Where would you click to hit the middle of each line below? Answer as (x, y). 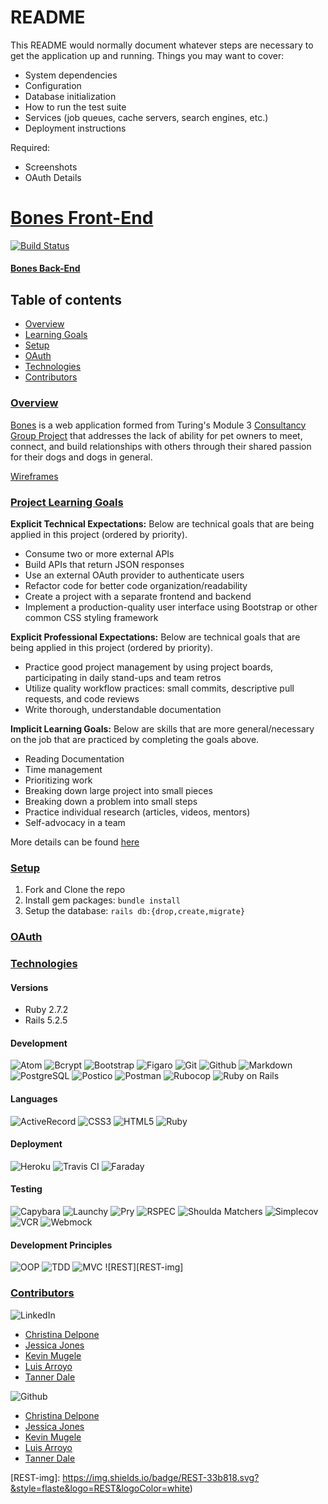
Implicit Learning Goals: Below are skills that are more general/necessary (162, 728)
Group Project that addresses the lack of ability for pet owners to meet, (156, 435)
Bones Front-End (82, 218)
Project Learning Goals (67, 502)
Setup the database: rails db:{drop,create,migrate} (135, 911)
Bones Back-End (45, 268)
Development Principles (61, 1245)
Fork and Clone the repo (75, 890)
